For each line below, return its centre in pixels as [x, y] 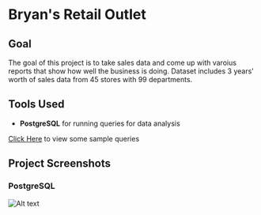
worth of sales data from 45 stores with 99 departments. [100, 79]
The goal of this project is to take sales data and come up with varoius [123, 62]
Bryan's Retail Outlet [77, 15]
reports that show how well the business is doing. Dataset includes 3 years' [131, 71]
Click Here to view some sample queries [74, 138]
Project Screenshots [59, 164]
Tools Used [36, 104]
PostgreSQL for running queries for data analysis [100, 123]
